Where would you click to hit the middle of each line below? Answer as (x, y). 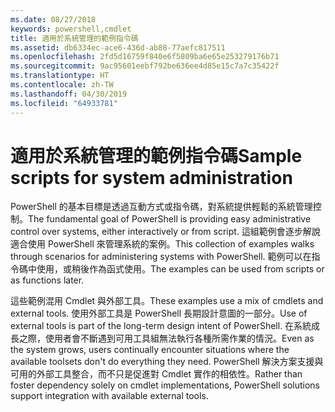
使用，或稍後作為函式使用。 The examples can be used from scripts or (180, 269)
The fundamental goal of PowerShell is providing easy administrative (170, 219)
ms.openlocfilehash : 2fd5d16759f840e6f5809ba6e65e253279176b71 (145, 57)
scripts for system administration (151, 177)
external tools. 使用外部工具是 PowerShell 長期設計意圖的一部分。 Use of (159, 313)
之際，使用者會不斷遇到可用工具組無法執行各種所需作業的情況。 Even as (166, 338)
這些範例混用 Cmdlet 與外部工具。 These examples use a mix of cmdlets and (167, 301)
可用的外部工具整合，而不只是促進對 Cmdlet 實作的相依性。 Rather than (156, 374)
